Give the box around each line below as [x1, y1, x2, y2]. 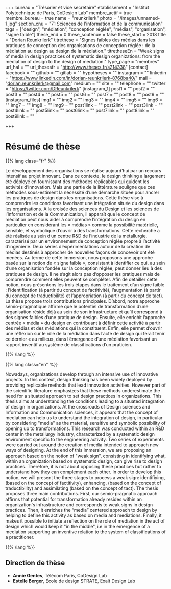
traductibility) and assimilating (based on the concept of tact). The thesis [5, 485, 158, 491]
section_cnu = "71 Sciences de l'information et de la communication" [18, 20, 163, 27]
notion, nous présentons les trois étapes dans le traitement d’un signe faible [5, 281, 165, 288]
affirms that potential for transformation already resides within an [5, 496, 142, 502]
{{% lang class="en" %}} [5, 361, 58, 367]
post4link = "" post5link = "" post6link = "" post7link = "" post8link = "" [5, 107, 155, 114]
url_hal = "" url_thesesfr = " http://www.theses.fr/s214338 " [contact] [5, 64, 148, 70]
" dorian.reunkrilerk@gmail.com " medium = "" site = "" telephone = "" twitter [5, 80, 166, 86]
